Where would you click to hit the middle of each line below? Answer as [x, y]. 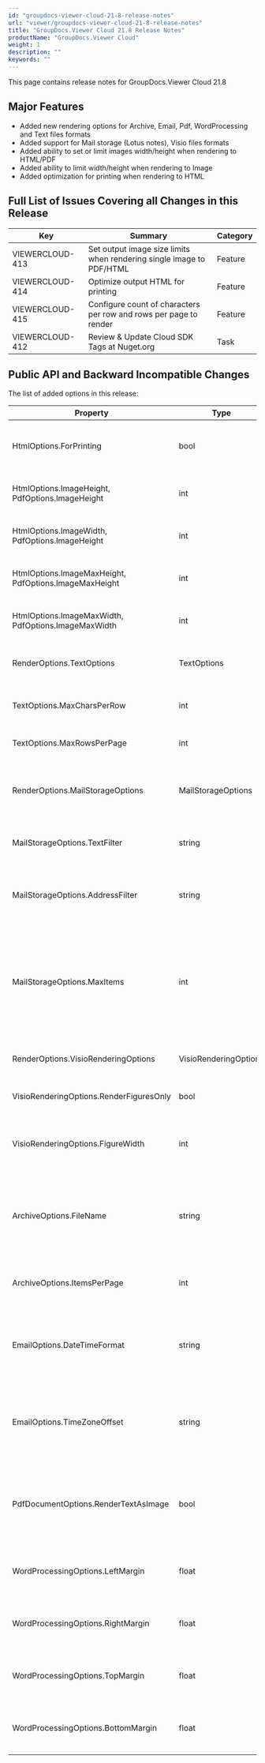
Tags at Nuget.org [121, 347]
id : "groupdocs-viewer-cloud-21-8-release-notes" [91, 15]
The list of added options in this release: [73, 394]
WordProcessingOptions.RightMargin [81, 1623]
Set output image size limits [139, 249]
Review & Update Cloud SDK [141, 336]
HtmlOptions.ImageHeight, [61, 489]
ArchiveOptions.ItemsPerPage [68, 1283]
